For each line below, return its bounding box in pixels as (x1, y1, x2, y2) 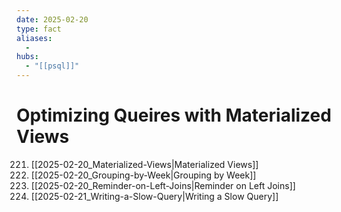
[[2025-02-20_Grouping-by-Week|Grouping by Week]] (30, 169, 257, 181)
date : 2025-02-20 (16, 14, 89, 25)
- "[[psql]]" (25, 61, 80, 71)
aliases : (16, 33, 53, 43)
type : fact (16, 24, 62, 34)
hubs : (16, 52, 39, 62)
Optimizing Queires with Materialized (16, 104, 332, 127)
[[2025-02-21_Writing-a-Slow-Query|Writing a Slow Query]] (30, 190, 279, 202)
